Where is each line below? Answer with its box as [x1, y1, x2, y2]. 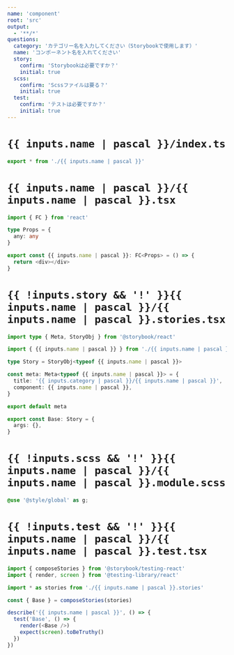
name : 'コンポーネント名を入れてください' [13, 49, 122, 56]
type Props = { [7, 226, 52, 233]
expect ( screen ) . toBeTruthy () [19, 629, 104, 636]
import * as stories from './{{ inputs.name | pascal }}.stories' [7, 584, 204, 591]
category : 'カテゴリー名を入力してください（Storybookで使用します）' [13, 43, 198, 49]
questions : [7, 36, 39, 43]
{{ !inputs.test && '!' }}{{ [7, 521, 176, 534]
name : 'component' [7, 10, 61, 17]
